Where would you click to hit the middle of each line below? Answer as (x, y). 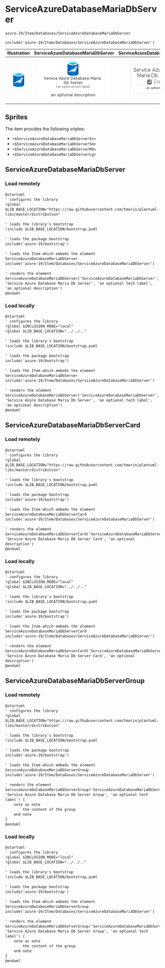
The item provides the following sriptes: (45, 129)
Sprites (16, 117)
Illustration (19, 53)
